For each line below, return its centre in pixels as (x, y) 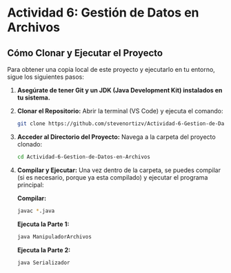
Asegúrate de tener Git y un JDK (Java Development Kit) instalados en (120, 90)
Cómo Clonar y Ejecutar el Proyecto (85, 53)
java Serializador (43, 263)
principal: (30, 185)
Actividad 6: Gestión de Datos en (103, 13)
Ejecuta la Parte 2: (44, 250)
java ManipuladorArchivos (54, 236)
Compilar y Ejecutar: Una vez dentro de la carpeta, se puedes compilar (119, 170)
